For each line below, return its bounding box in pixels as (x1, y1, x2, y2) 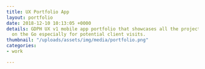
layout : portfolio (6, 15, 53, 21)
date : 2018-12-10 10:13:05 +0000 (6, 20, 92, 26)
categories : (6, 43, 37, 49)
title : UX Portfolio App (6, 8, 70, 15)
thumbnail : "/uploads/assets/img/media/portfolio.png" (6, 37, 149, 43)
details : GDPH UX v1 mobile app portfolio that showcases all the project (6, 25, 201, 32)
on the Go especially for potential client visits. (12, 31, 146, 38)
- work (6, 48, 23, 54)
